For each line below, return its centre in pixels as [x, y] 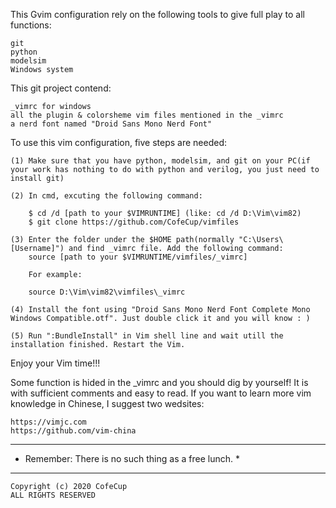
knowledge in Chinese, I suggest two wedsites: [107, 403]
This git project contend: [61, 88]
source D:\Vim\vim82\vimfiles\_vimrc [107, 292]
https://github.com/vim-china [73, 431]
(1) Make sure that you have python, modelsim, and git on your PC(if [160, 161]
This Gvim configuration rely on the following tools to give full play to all [157, 14]
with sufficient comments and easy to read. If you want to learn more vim [161, 393]
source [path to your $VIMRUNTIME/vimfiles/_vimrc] [138, 257]
